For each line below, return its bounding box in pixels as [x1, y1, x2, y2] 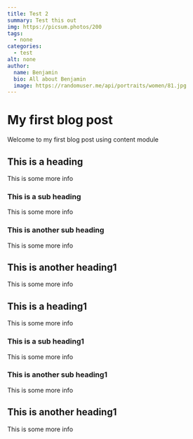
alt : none [7, 56, 36, 63]
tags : [7, 29, 23, 37]
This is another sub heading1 [7, 370, 107, 379]
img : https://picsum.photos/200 [7, 23, 102, 30]
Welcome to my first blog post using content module [7, 135, 159, 144]
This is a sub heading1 [7, 337, 84, 346]
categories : [7, 43, 42, 50]
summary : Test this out [7, 17, 77, 24]
